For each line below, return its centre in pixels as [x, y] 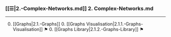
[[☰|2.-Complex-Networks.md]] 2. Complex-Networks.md [79, 8]
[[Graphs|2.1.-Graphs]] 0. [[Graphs [49, 24]
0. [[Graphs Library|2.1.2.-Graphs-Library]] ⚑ [96, 29]
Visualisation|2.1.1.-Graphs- [115, 24]
